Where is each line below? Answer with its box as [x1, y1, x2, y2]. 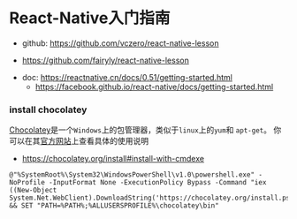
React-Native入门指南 [9, 8, 171, 28]
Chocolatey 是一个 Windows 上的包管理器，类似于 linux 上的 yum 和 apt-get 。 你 [9, 125, 282, 135]
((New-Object [9, 186, 57, 195]
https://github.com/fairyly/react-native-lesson [21, 55, 190, 65]
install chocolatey [9, 103, 88, 116]
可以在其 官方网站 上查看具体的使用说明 [9, 136, 148, 147]
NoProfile [9, 178, 46, 187]
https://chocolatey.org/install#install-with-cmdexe [21, 154, 205, 164]
